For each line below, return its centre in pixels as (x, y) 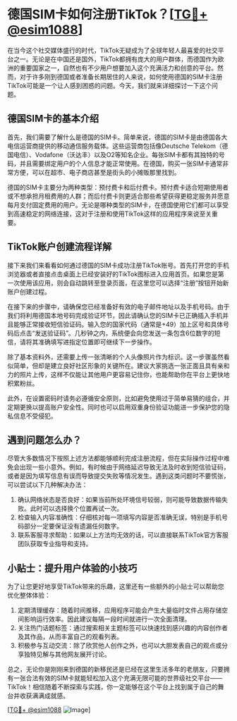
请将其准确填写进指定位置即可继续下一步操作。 (87, 342)
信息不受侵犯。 (35, 416)
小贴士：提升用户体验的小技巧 (72, 568)
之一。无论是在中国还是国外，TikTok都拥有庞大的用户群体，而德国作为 (116, 59)
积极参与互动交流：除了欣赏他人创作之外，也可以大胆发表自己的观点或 (120, 646)
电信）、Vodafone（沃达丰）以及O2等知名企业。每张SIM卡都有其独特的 (116, 154)
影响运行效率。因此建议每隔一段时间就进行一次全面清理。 (107, 619)
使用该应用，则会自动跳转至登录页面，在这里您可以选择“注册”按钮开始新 (124, 283)
